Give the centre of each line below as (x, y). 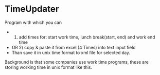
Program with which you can (33, 22)
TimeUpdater (32, 9)
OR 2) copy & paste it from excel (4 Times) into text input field (73, 47)
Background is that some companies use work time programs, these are (77, 62)
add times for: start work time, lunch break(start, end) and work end (87, 37)
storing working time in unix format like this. (48, 67)
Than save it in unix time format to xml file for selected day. (71, 53)
